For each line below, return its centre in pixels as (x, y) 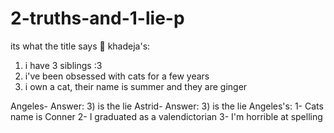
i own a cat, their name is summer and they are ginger (136, 86)
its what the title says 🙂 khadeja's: (80, 46)
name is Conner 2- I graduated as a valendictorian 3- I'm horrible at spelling (166, 116)
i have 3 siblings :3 (63, 65)
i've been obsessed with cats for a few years (117, 76)
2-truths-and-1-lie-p (97, 18)
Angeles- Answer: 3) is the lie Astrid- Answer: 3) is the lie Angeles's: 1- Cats (167, 106)
